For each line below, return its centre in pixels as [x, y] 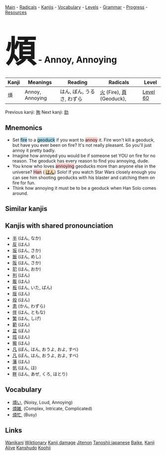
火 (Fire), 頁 [113, 92]
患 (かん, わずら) [29, 306]
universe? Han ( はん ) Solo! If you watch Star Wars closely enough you [84, 172]
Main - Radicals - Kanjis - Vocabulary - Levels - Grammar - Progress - [77, 7]
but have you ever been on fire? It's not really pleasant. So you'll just [82, 145]
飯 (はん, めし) [26, 256]
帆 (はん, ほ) [24, 368]
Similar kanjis [26, 209]
